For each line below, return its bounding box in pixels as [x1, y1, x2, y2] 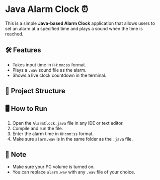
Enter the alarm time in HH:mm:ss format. [12, 131, 94, 137]
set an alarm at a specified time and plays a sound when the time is [5, 25, 143, 31]
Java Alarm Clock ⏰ [5, 3, 88, 15]
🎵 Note [5, 151, 26, 159]
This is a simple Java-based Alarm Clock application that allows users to [5, 20, 155, 26]
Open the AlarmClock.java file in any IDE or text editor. [12, 120, 124, 126]
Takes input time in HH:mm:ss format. [12, 61, 86, 68]
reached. [5, 31, 24, 37]
